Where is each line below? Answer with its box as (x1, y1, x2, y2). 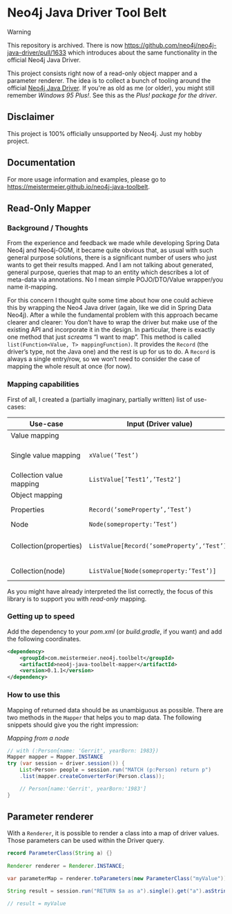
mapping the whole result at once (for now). (7, 362, 133, 371)
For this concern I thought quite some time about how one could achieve (7, 296, 214, 304)
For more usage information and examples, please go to (7, 175, 166, 184)
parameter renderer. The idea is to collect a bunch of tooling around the (7, 76, 211, 84)
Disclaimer (7, 111, 55, 123)
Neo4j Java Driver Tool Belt (7, 5, 167, 21)
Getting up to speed (7, 612, 75, 621)
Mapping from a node (7, 734, 70, 742)
